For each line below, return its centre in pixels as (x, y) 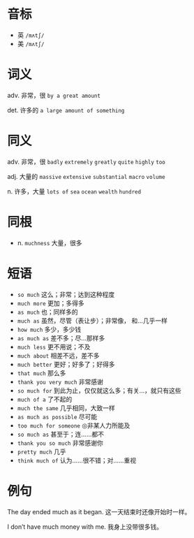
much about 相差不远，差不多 (58, 355)
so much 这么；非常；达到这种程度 (66, 294)
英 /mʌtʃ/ (31, 35)
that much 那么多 (42, 373)
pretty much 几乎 (42, 451)
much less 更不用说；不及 (54, 347)
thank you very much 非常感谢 (60, 381)
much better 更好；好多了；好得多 (66, 364)
